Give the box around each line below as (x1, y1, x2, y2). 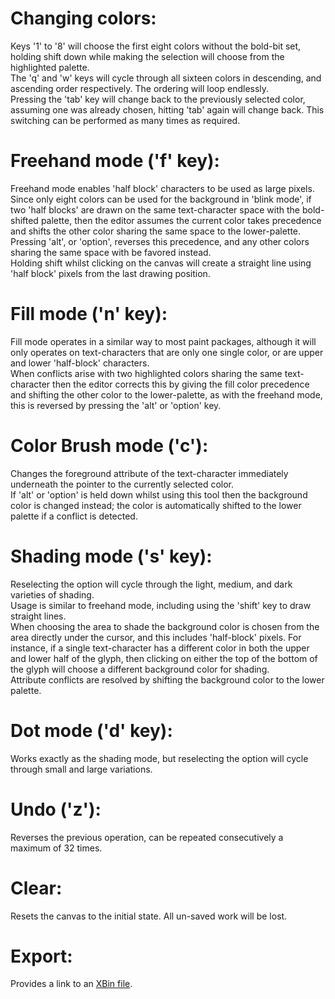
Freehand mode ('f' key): (10, 150, 220, 172)
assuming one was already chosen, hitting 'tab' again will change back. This (10, 103, 325, 116)
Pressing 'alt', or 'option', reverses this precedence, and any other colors (10, 235, 310, 247)
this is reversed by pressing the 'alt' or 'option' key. (10, 399, 222, 411)
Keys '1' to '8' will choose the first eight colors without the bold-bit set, (10, 40, 302, 52)
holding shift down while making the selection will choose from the (10, 50, 285, 62)
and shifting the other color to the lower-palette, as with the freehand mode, (10, 388, 323, 401)
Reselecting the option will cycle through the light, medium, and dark (10, 578, 293, 590)
